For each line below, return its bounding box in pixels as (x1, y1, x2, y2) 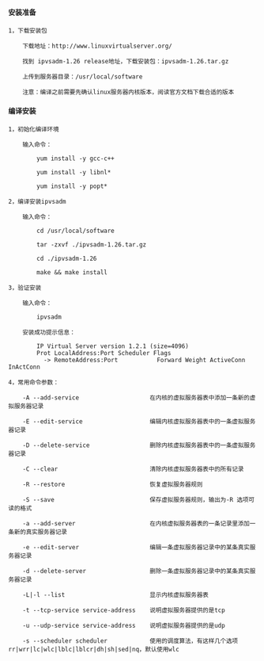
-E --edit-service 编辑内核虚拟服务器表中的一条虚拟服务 (22, 418, 256, 426)
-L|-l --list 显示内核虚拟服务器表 (22, 591, 209, 599)
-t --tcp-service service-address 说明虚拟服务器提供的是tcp (22, 606, 225, 614)
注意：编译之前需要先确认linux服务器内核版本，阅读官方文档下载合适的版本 (22, 88, 235, 97)
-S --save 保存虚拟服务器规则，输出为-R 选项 (22, 496, 249, 504)
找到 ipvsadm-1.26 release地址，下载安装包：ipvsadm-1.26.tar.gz (22, 58, 229, 66)
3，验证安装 (8, 284, 42, 292)
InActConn (8, 363, 41, 372)
